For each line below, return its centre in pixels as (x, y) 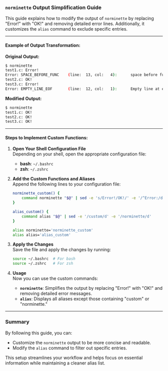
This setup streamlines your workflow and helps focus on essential (74, 357)
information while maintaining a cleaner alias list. (55, 363)
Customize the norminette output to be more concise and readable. (82, 342)
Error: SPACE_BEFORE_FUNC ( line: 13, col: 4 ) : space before (81, 75)
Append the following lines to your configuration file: (66, 184)
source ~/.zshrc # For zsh (43, 264)
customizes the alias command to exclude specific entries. (66, 29)
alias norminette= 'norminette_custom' (53, 230)
